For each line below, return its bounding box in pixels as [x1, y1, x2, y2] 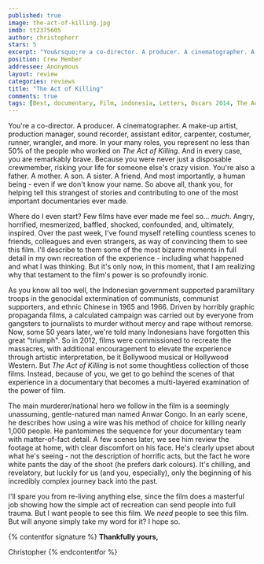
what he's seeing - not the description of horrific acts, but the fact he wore [8, 451, 250, 461]
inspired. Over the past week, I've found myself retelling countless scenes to [8, 228, 256, 238]
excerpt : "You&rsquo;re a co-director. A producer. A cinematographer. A [8, 48, 255, 56]
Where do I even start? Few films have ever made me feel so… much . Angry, [8, 212, 255, 221]
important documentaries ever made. [8, 196, 128, 206]
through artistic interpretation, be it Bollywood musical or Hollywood [8, 352, 229, 362]
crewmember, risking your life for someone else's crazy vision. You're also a [8, 163, 255, 173]
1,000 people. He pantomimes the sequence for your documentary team [8, 426, 242, 436]
